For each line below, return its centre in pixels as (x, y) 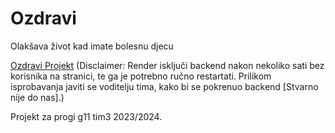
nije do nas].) (37, 97)
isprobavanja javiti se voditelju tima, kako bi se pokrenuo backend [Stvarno (164, 86)
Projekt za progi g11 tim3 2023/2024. (86, 116)
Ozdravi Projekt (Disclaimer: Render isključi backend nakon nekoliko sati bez (167, 65)
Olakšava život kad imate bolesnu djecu (92, 46)
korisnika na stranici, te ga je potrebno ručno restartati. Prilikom (141, 76)
